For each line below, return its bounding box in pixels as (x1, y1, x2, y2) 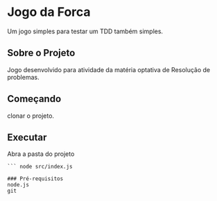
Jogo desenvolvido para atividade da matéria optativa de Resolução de (7, 65, 211, 73)
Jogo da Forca (7, 4, 92, 20)
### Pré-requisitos (7, 175, 64, 182)
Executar (7, 131, 47, 143)
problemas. (7, 73, 40, 81)
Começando (7, 93, 62, 105)
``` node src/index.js (7, 164, 73, 171)
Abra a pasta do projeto (7, 150, 75, 158)
